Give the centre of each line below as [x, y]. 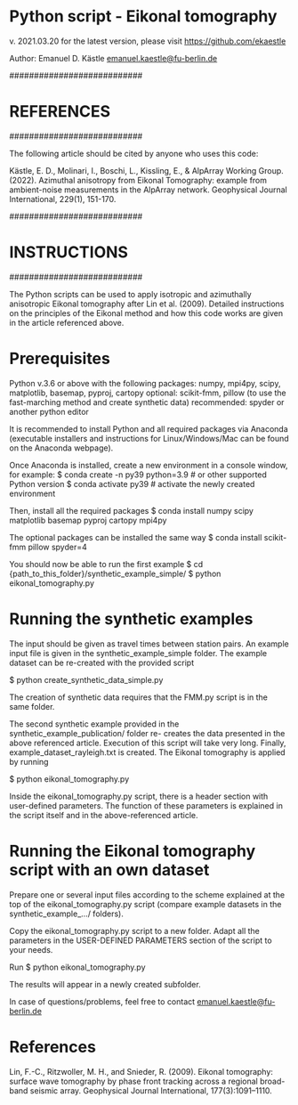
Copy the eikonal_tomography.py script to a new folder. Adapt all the [135, 930]
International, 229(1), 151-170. [63, 199]
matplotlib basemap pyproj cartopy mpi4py [88, 520]
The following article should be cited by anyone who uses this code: [134, 153]
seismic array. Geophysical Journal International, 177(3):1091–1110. [151, 1090]
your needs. [31, 949]
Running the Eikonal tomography [133, 851]
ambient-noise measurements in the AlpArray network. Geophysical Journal [148, 190]
